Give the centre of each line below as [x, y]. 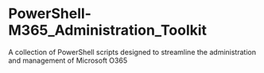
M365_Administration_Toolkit [108, 30]
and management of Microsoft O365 [68, 60]
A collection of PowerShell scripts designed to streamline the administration [132, 52]
